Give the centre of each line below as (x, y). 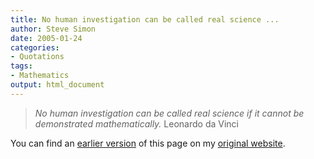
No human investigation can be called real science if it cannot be (169, 113)
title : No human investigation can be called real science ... (145, 19)
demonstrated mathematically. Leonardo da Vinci (136, 123)
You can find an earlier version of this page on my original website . (148, 143)
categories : (35, 47)
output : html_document (57, 85)
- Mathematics (40, 76)
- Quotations (37, 57)
